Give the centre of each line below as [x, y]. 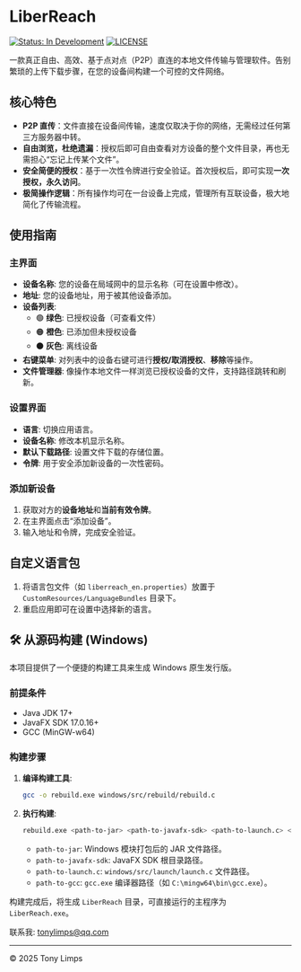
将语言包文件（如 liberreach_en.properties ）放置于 [119, 587]
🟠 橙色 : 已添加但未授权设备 [86, 332]
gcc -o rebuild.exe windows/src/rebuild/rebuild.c [119, 795]
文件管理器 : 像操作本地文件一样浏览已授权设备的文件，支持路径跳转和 [150, 371]
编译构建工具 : [47, 778]
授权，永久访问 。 [54, 181]
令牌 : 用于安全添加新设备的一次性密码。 [95, 463]
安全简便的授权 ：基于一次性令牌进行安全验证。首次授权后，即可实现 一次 [155, 170]
